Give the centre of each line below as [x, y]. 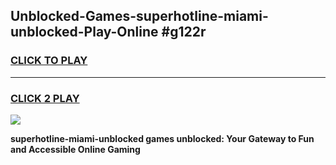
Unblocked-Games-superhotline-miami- [139, 16]
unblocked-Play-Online [84, 32]
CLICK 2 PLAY [45, 98]
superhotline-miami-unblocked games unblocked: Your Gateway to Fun [162, 138]
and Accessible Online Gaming [75, 149]
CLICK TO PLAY [49, 61]
